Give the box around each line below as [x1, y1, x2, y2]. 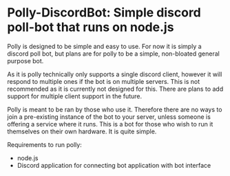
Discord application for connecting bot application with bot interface [17, 161, 211, 169]
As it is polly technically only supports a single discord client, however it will [7, 70, 222, 78]
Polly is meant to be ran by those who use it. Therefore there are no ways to [7, 105, 222, 113]
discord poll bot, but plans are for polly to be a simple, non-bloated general [7, 49, 220, 58]
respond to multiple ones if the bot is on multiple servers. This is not [7, 77, 200, 85]
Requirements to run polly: [7, 140, 83, 148]
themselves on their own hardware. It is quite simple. [7, 127, 157, 135]
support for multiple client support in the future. [7, 91, 143, 100]
